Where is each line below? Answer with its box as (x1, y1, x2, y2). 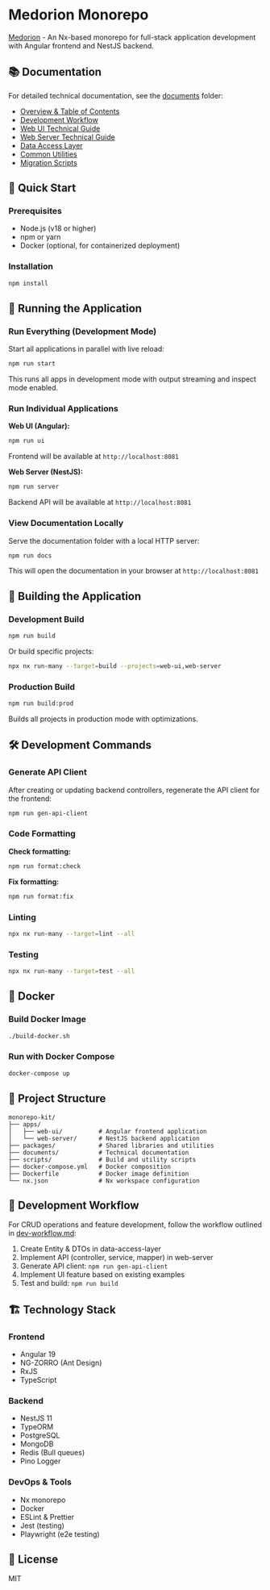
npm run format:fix (8, 892, 74, 900)
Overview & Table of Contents (19, 106, 120, 116)
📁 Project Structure (8, 1091, 106, 1106)
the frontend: (8, 793, 52, 803)
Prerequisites (8, 206, 62, 217)
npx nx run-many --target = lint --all (8, 929, 135, 937)
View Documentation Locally (8, 518, 124, 529)
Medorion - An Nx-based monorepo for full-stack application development (8, 32, 256, 42)
